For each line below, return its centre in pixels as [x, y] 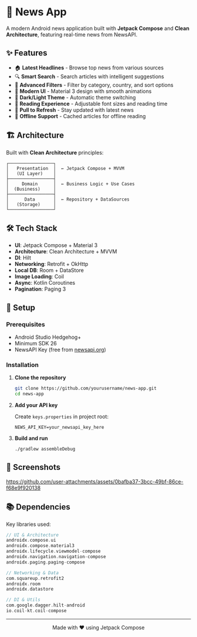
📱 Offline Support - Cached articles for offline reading [80, 116]
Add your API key [36, 405]
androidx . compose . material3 [40, 546]
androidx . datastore [30, 589]
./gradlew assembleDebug [45, 449]
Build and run [31, 438]
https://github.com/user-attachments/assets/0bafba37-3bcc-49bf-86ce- [95, 481]
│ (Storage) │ [31, 204]
